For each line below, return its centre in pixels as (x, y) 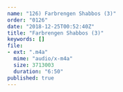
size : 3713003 (34, 65)
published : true (31, 78)
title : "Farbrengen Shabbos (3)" (56, 33)
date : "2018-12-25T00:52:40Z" (51, 26)
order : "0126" (28, 20)
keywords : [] (26, 39)
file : (15, 46)
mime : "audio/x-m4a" (43, 59)
